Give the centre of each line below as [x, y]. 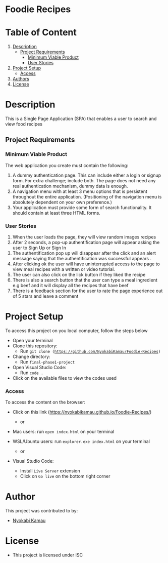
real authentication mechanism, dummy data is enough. [70, 186]
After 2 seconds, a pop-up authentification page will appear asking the [86, 243]
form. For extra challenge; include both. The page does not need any [84, 180]
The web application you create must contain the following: [67, 165]
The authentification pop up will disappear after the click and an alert [84, 253]
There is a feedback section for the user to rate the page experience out [88, 291]
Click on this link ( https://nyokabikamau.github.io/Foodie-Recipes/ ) [82, 412]
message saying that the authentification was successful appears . [82, 259]
